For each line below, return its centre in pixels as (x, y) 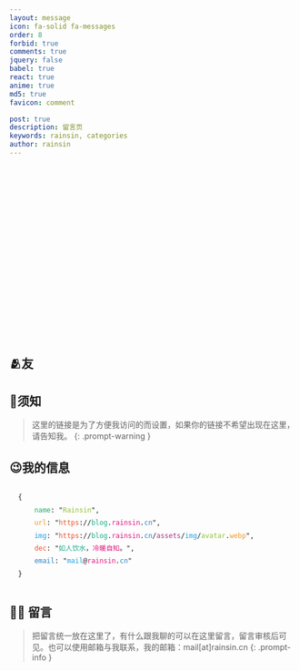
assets (169, 535)
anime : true (32, 86)
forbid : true (34, 43)
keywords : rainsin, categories (69, 136)
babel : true (32, 69)
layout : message (40, 18)
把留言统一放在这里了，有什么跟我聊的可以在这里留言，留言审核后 (155, 635)
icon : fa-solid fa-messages (63, 26)
